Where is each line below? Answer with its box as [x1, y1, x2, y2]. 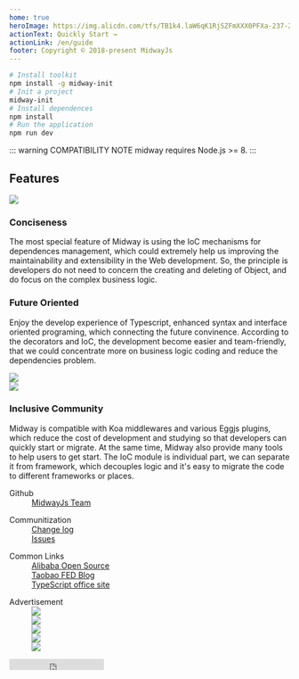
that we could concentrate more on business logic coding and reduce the [9, 345, 279, 356]
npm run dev [9, 128, 53, 138]
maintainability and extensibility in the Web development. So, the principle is [9, 255, 289, 266]
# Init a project [9, 87, 74, 96]
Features [9, 170, 60, 186]
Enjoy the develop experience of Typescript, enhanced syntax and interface [9, 317, 287, 327]
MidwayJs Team [31, 497, 92, 508]
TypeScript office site [31, 579, 110, 590]
